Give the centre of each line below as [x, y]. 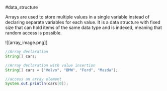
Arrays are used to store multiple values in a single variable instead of [77, 17]
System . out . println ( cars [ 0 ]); [37, 84]
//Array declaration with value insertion [50, 65]
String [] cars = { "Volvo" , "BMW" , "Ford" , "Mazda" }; [62, 70]
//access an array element [33, 79]
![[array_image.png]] [26, 42]
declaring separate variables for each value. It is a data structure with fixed [83, 22]
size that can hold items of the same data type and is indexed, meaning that [84, 27]
